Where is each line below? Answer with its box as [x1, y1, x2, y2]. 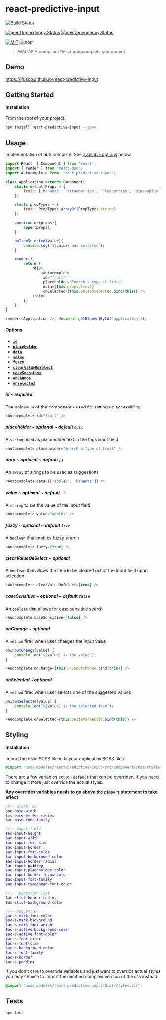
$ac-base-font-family [5, 817, 50, 822]
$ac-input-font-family [5, 877, 52, 882]
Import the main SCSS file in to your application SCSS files [5, 756, 124, 762]
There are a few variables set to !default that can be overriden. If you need [5, 774, 159, 780]
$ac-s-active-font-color [5, 932, 57, 937]
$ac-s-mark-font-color [5, 914, 52, 918]
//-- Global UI [5, 804, 37, 809]
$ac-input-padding [5, 863, 43, 868]
